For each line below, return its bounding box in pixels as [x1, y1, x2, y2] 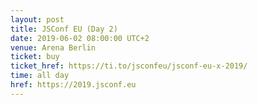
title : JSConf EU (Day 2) [10, 24, 118, 34]
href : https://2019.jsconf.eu [10, 80, 137, 90]
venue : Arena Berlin [10, 42, 97, 53]
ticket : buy [10, 52, 60, 62]
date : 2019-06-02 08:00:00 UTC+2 [10, 33, 150, 43]
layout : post [10, 14, 65, 25]
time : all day [10, 71, 70, 81]
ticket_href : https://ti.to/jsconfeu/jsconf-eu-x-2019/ [10, 61, 248, 71]
